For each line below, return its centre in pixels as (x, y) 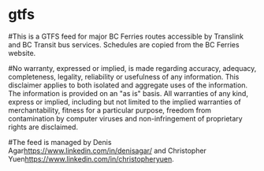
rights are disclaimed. (43, 127)
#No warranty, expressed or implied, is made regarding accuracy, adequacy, (132, 68)
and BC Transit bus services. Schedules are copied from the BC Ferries (124, 44)
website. (22, 53)
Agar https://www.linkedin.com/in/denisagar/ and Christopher (108, 151)
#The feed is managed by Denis (60, 142)
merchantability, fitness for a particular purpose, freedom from (110, 110)
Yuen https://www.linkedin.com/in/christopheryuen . (91, 158)
